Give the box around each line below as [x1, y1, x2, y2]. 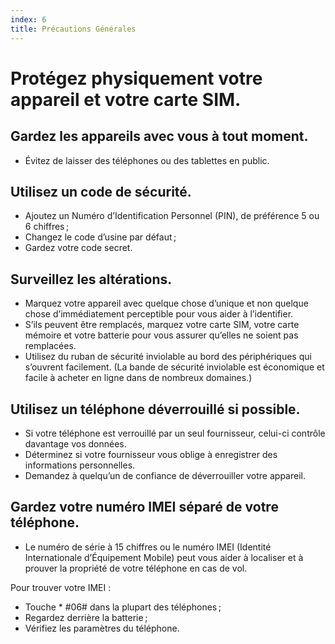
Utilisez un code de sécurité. [10, 183, 192, 200]
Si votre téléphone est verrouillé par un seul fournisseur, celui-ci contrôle [24, 427, 326, 439]
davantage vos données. [24, 437, 127, 450]
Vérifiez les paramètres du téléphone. [24, 622, 180, 634]
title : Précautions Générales [10, 24, 137, 34]
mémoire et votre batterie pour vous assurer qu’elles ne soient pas [24, 329, 299, 341]
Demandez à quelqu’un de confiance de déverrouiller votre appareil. [24, 469, 306, 481]
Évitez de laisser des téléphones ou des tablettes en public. [24, 154, 270, 166]
